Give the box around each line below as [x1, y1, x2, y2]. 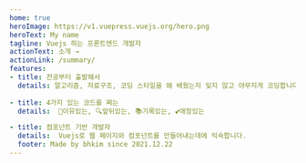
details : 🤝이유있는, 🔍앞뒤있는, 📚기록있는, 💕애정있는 [17, 107, 205, 116]
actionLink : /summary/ [9, 56, 96, 65]
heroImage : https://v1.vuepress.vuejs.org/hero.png [9, 22, 209, 31]
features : [9, 65, 47, 74]
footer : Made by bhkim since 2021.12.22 [17, 140, 173, 149]
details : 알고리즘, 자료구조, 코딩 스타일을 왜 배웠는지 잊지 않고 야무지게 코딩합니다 [17, 81, 299, 90]
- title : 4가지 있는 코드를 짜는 [9, 97, 119, 107]
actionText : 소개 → [9, 47, 80, 56]
